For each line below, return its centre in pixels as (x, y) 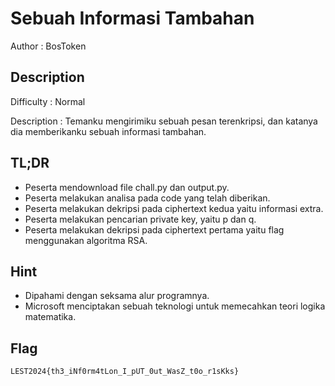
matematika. (50, 317)
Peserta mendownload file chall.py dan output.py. (127, 187)
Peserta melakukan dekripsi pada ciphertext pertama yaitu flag (154, 229)
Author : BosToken (48, 46)
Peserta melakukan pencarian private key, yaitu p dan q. (140, 219)
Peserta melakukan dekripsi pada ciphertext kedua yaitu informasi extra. (174, 208)
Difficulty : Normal (48, 101)
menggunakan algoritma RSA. (86, 240)
